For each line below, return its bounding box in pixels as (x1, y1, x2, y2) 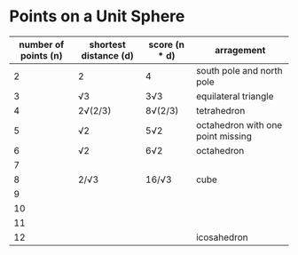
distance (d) (81, 49, 135, 61)
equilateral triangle (196, 90, 274, 102)
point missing (196, 130, 253, 142)
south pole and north (196, 64, 284, 76)
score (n (148, 38, 184, 51)
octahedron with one (196, 118, 283, 131)
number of (19, 38, 65, 51)
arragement (215, 44, 266, 56)
